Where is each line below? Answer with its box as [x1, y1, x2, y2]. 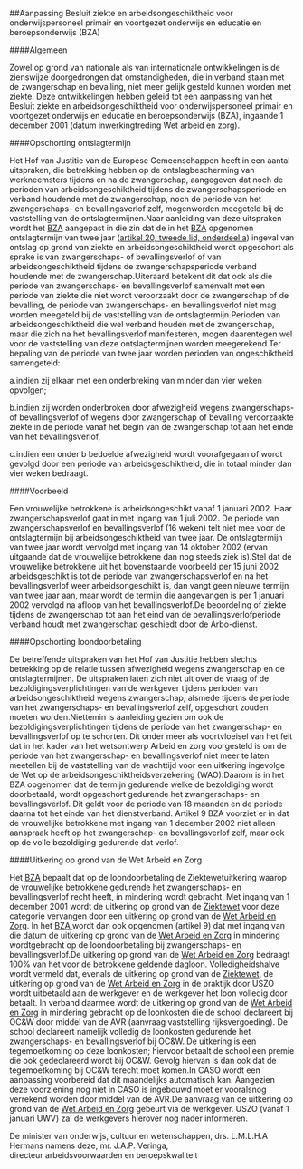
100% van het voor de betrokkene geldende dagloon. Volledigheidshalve [9, 959, 280, 969]
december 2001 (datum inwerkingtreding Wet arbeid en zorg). [9, 120, 241, 131]
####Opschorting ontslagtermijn [9, 138, 131, 148]
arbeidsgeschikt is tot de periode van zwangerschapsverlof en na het [9, 570, 269, 581]
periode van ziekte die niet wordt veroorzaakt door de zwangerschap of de [9, 290, 289, 300]
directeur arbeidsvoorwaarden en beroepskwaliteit [9, 1150, 198, 1160]
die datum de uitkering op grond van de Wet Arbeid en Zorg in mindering [9, 930, 280, 940]
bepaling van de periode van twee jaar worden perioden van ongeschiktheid [9, 348, 294, 358]
